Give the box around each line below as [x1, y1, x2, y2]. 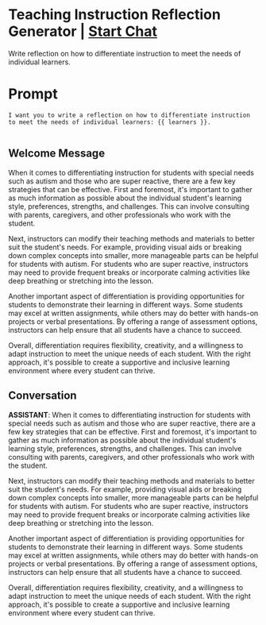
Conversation [8, 389, 77, 403]
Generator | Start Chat [8, 22, 157, 41]
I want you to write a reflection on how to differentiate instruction [8, 111, 250, 119]
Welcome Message [8, 147, 106, 160]
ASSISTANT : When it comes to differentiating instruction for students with [8, 410, 251, 419]
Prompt [8, 85, 58, 103]
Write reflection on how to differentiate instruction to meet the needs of [8, 48, 241, 58]
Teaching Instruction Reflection [8, 6, 221, 24]
